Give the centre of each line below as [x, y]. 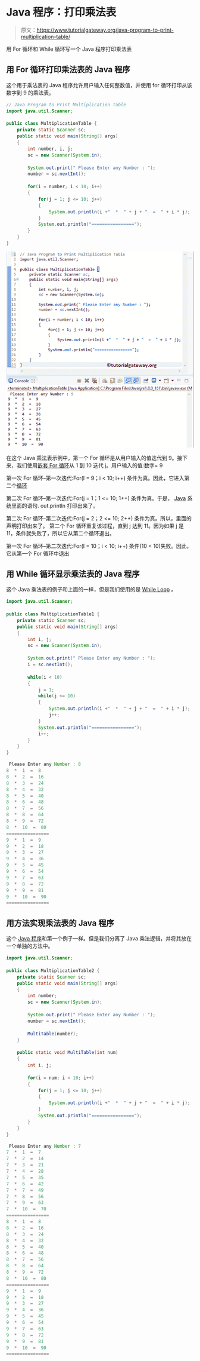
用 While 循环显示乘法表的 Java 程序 [73, 574]
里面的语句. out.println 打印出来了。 [55, 505]
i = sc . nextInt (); [50, 665]
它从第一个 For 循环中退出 [38, 553]
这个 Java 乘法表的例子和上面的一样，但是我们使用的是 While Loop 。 [91, 590]
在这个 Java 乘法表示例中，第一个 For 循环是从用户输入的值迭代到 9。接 [94, 458]
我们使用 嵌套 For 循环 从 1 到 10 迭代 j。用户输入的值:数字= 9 [90, 465]
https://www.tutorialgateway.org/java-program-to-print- [105, 30]
